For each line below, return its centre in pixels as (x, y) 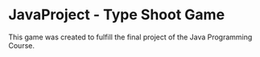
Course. (21, 45)
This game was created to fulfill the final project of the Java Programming (130, 37)
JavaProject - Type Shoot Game (117, 15)
